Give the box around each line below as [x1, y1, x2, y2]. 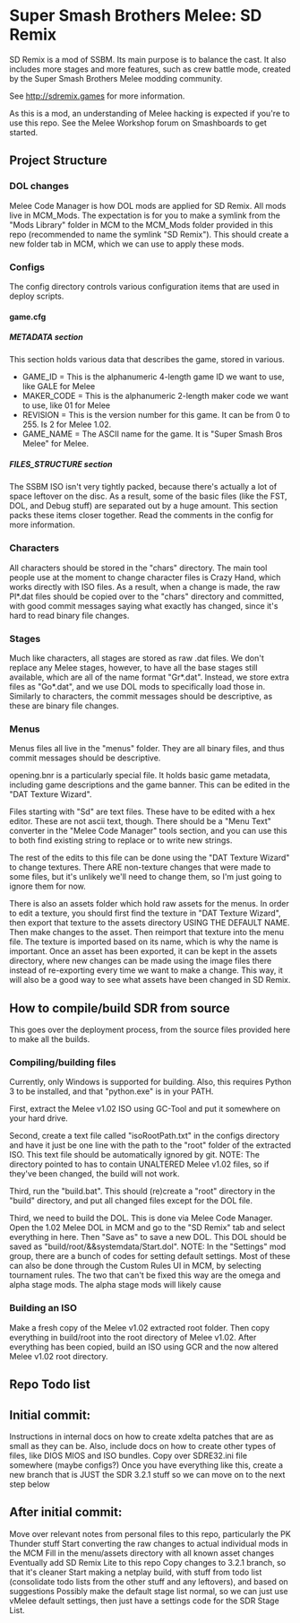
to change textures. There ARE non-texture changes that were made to [9, 862, 271, 872]
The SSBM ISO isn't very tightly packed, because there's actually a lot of [9, 482, 278, 492]
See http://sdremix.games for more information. [9, 91, 185, 101]
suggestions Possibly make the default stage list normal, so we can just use [9, 1585, 288, 1596]
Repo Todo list [9, 1377, 91, 1393]
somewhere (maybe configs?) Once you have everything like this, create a [9, 1459, 284, 1471]
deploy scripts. [9, 291, 64, 301]
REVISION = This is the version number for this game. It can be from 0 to [21, 410, 291, 421]
